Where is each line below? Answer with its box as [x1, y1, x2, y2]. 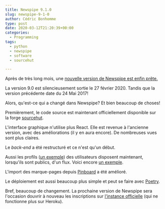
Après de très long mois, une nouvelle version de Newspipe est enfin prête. [5, 76, 158, 82]
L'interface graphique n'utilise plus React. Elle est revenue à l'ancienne [5, 125, 149, 130]
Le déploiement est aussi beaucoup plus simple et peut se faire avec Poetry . [5, 178, 160, 184]
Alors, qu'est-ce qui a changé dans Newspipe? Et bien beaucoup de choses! [5, 100, 161, 106]
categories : [5, 30, 30, 35]
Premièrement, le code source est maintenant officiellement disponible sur [5, 110, 156, 116]
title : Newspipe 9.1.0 [5, 7, 52, 12]
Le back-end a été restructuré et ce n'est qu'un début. [5, 144, 116, 151]
